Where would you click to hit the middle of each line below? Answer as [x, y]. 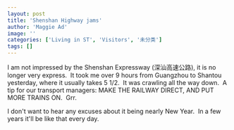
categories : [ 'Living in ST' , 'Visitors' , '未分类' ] [85, 40]
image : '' [22, 33]
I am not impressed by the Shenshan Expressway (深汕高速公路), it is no [112, 67]
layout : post [26, 14]
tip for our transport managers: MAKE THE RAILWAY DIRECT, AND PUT [111, 90]
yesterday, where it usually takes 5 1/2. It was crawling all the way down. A [117, 83]
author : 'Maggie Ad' [38, 27]
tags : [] [20, 46]
